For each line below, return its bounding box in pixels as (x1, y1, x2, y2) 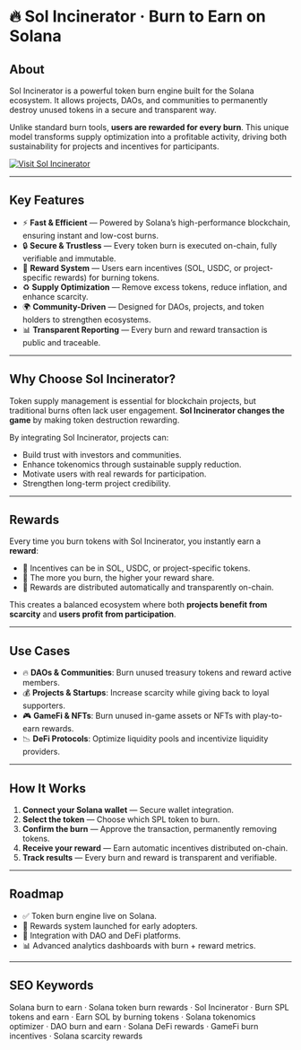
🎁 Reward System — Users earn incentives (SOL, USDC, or (21, 262, 242, 273)
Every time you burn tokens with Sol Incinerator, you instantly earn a (9, 536, 262, 547)
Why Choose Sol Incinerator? (9, 372, 176, 387)
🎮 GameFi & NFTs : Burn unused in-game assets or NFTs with (21, 711, 251, 722)
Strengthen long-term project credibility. (21, 477, 172, 488)
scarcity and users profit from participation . (9, 608, 176, 620)
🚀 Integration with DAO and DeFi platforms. (21, 930, 181, 941)
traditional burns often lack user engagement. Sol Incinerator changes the (9, 405, 285, 416)
